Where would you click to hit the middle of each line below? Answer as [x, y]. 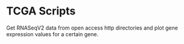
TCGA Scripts [41, 11]
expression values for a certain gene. [52, 34]
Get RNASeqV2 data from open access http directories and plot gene [92, 28]
